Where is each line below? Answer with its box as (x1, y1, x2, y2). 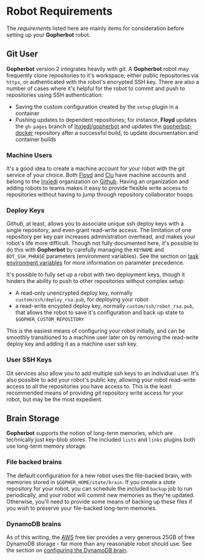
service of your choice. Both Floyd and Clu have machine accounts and (6, 172, 187, 179)
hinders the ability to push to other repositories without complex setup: (6, 278, 185, 285)
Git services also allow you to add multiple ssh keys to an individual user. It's (6, 369, 199, 377)
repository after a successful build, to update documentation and (34, 129, 198, 136)
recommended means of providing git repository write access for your (6, 389, 184, 396)
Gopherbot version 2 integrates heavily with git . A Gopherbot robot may (6, 65, 189, 72)
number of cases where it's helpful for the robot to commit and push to (6, 85, 185, 92)
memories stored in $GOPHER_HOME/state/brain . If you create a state (6, 478, 176, 485)
